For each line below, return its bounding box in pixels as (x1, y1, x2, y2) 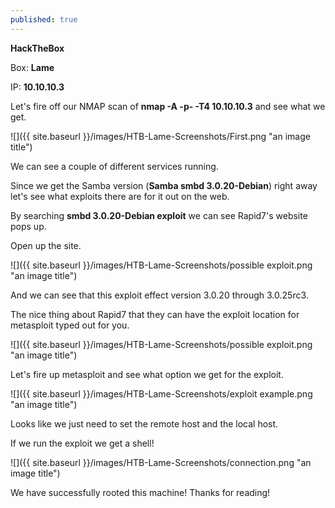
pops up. (10, 220, 47, 232)
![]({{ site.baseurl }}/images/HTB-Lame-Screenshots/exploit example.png (10, 387, 313, 400)
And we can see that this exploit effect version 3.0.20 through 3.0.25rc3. (10, 289, 309, 301)
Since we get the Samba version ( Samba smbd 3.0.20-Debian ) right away (10, 179, 318, 191)
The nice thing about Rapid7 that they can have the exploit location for (10, 308, 300, 320)
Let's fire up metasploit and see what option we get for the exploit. (10, 368, 284, 380)
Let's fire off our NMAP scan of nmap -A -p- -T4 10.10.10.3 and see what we (10, 100, 326, 112)
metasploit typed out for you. (10, 319, 130, 331)
